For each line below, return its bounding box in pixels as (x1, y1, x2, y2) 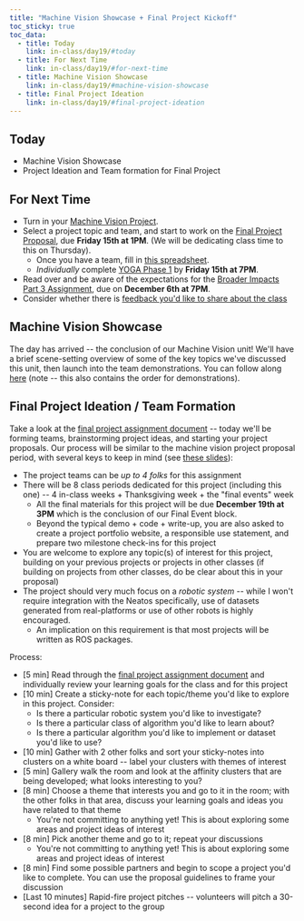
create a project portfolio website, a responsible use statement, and (35, 527, 289, 538)
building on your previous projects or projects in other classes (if (22, 556, 265, 567)
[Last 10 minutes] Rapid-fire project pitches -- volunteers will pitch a (22, 891, 279, 902)
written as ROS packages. (35, 634, 133, 645)
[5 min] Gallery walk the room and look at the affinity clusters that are (22, 766, 282, 776)
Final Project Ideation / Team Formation (9, 399, 236, 415)
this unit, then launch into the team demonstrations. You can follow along (9, 363, 282, 374)
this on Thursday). (22, 245, 92, 255)
